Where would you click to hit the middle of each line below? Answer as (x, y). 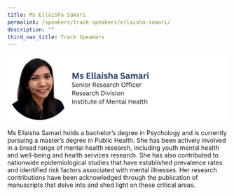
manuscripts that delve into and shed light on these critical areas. (102, 185)
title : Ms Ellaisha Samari (47, 15)
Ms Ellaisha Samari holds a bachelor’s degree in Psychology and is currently (117, 132)
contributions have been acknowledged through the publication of (103, 177)
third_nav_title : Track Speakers (56, 37)
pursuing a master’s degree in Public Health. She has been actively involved (117, 140)
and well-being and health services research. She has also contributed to (113, 155)
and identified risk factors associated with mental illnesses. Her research (112, 170)
